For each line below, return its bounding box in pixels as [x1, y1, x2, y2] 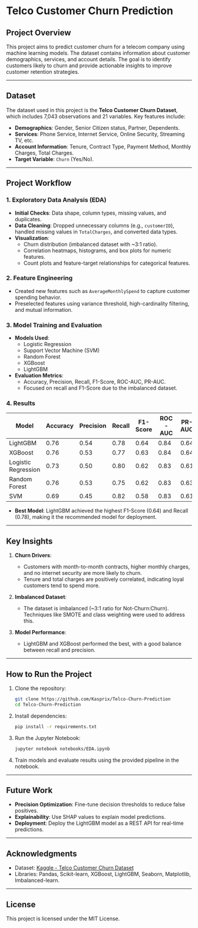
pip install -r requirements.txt [14, 723, 97, 729]
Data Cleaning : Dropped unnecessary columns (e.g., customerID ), [14, 222, 175, 229]
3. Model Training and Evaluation [6, 321, 102, 329]
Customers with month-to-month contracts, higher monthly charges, [23, 563, 190, 570]
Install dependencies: [14, 712, 67, 719]
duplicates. [14, 215, 42, 222]
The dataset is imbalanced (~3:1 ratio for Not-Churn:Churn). [23, 605, 169, 612]
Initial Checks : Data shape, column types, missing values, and [14, 209, 167, 216]
